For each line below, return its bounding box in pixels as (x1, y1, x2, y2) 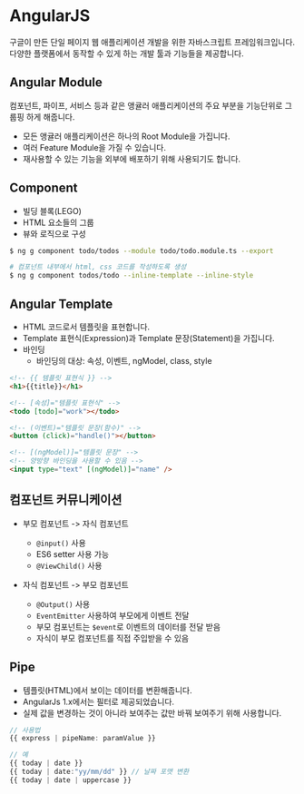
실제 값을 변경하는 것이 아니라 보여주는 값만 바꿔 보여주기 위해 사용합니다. (22, 707, 282, 718)
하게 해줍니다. (25, 111, 75, 123)
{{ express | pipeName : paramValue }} (9, 734, 156, 743)
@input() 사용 (35, 537, 86, 548)
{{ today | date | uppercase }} (9, 775, 132, 785)
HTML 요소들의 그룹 (22, 217, 94, 228)
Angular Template (9, 296, 113, 311)
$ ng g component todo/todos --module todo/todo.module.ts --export (9, 246, 274, 255)
